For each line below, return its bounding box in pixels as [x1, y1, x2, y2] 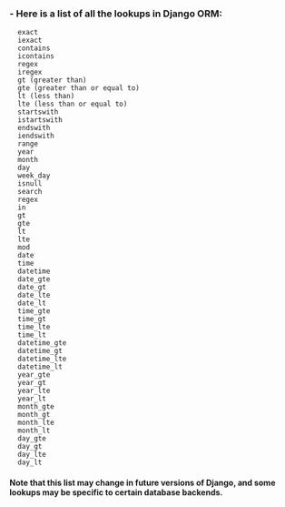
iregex [17, 67, 43, 77]
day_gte [17, 434, 47, 443]
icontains [17, 52, 54, 61]
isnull [17, 179, 43, 188]
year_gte [17, 370, 51, 380]
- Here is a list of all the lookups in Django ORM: [9, 7, 222, 20]
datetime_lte [17, 354, 67, 364]
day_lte [17, 450, 47, 460]
